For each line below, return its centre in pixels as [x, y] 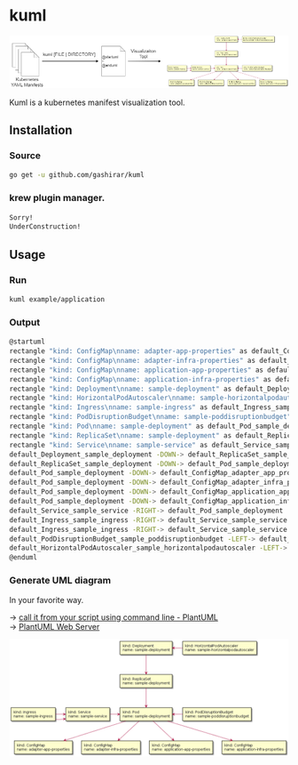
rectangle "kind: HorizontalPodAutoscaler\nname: [103, 398]
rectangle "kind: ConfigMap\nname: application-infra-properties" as [141, 379]
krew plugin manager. [57, 198]
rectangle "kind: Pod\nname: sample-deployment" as [106, 427]
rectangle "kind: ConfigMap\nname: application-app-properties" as [137, 370]
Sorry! [21, 217]
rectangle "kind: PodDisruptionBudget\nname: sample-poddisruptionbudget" [150, 417]
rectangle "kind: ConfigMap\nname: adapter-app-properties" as [129, 351]
